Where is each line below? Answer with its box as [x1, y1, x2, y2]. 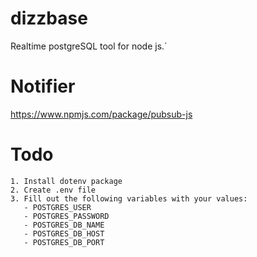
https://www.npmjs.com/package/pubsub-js [10, 108, 193, 120]
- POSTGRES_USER [23, 202, 92, 212]
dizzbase [10, 7, 88, 30]
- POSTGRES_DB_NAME [23, 220, 105, 230]
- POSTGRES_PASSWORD [23, 211, 110, 221]
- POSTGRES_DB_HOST [23, 228, 105, 239]
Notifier [10, 75, 76, 98]
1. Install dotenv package [10, 176, 123, 186]
